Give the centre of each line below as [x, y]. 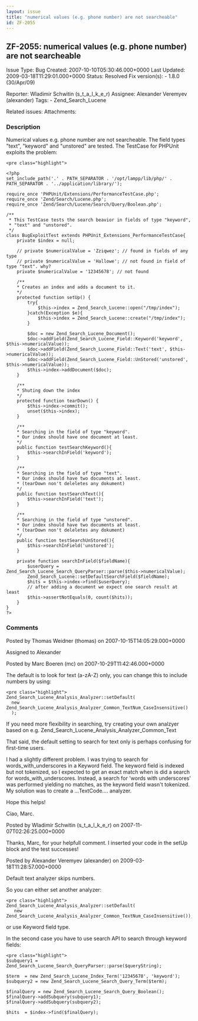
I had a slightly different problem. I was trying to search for [77, 759]
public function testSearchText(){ [60, 494]
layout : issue [24, 12]
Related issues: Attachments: [41, 112]
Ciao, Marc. [20, 814]
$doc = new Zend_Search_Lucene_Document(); [81, 334]
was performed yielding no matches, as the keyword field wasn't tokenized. [98, 784]
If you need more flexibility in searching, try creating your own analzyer [93, 724]
